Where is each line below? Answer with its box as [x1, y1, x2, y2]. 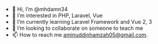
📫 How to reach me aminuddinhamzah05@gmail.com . [11, 32, 148, 38]
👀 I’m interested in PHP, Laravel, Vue [11, 12, 103, 19]
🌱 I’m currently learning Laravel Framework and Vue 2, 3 [11, 18, 153, 25]
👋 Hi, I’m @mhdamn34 [11, 6, 68, 12]
